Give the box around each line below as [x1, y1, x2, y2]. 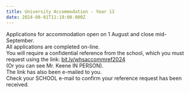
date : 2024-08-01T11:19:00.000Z [6, 14, 86, 20]
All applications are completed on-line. [6, 43, 100, 50]
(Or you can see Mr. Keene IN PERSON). [6, 62, 104, 69]
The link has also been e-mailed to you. [6, 68, 102, 75]
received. [6, 81, 30, 88]
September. [6, 37, 34, 44]
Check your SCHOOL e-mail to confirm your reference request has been [6, 75, 182, 82]
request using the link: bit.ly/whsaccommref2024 [6, 56, 126, 63]
